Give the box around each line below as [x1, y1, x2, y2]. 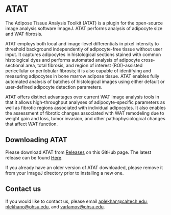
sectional [5, 62, 25, 68]
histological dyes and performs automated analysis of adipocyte [5, 57, 140, 63]
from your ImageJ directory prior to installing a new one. [5, 170, 124, 176]
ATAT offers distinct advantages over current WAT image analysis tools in [5, 94, 159, 100]
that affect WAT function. [5, 121, 58, 127]
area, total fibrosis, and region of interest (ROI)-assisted [25, 62, 143, 68]
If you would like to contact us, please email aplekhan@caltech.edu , [5, 198, 149, 204]
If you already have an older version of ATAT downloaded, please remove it [5, 164, 163, 171]
